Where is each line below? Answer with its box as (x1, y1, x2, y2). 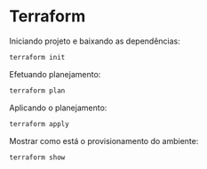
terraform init (9, 52, 66, 61)
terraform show (9, 153, 66, 162)
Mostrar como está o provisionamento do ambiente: (9, 135, 199, 146)
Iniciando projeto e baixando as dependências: (9, 36, 180, 46)
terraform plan (9, 86, 66, 95)
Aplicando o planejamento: (9, 102, 107, 113)
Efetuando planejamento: (9, 68, 101, 79)
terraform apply (9, 119, 69, 128)
